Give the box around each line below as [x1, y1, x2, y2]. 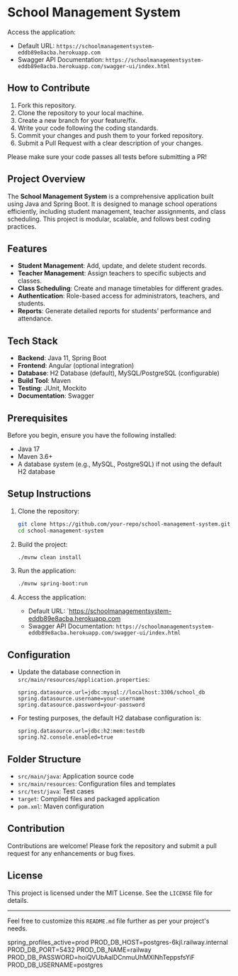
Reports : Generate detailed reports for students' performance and [17, 307, 211, 315]
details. [7, 896, 29, 904]
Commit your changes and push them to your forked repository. [17, 131, 204, 139]
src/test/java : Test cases [17, 786, 94, 796]
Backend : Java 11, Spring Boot [17, 354, 107, 362]
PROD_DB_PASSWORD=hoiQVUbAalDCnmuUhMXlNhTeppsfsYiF [7, 953, 195, 961]
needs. [7, 924, 28, 933]
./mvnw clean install [17, 553, 81, 561]
